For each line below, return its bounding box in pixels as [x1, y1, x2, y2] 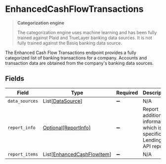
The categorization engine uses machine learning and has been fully [17, 29, 157, 35]
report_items [7, 151, 39, 157]
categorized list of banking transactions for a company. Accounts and [5, 55, 147, 60]
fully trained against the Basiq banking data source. [17, 40, 122, 46]
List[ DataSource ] [42, 98, 83, 105]
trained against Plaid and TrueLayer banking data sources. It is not [17, 35, 152, 41]
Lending [142, 136, 162, 143]
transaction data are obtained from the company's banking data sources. [5, 60, 154, 66]
